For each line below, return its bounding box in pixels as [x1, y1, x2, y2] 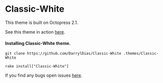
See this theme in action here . [5, 29, 65, 35]
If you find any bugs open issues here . [5, 72, 82, 79]
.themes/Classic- [123, 51, 159, 56]
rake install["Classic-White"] [5, 64, 69, 69]
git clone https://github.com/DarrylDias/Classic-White [5, 51, 121, 56]
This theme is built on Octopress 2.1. [5, 20, 78, 25]
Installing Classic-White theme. [5, 40, 71, 46]
